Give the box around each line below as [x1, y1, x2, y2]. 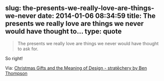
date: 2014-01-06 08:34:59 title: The [37, 12, 156, 20]
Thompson [5, 70, 28, 76]
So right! [5, 55, 23, 61]
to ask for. [17, 46, 39, 52]
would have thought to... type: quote [5, 27, 122, 36]
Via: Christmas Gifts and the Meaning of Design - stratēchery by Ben [5, 65, 147, 71]
